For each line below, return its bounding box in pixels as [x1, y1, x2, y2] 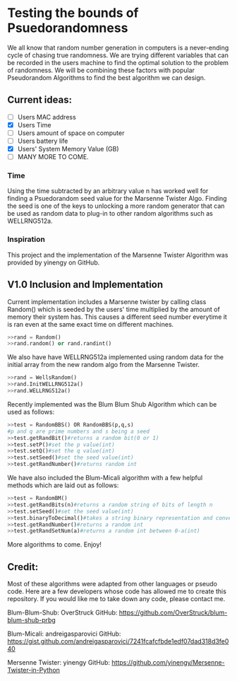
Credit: [7, 561, 39, 573]
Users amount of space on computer [17, 129, 125, 137]
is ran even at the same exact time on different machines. [7, 320, 174, 328]
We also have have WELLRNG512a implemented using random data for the [7, 353, 224, 361]
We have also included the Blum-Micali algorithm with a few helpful [7, 474, 203, 482]
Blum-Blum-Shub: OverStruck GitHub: [7, 608, 118, 617]
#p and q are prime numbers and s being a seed [7, 428, 150, 435]
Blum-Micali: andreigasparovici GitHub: [7, 629, 121, 638]
